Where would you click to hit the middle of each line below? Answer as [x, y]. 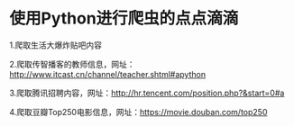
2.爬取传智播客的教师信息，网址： [72, 64]
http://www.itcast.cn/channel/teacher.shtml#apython [107, 74]
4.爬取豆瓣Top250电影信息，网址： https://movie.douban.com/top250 [138, 112]
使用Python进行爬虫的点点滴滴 [124, 18]
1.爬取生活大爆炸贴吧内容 [55, 45]
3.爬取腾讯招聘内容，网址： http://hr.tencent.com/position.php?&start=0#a [147, 93]
